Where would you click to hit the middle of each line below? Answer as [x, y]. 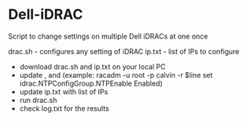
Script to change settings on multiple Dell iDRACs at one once [108, 36]
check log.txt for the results [64, 108]
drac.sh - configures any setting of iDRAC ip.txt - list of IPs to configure [124, 51]
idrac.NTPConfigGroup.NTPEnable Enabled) [91, 83]
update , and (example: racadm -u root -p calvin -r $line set [116, 75]
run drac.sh [38, 100]
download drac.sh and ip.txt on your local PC [92, 66]
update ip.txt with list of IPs [64, 91]
